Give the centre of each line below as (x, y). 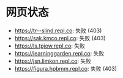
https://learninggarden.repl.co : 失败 (59, 53)
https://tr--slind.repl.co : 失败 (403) (58, 30)
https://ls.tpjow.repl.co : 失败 (50, 46)
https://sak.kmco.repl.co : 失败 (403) (60, 38)
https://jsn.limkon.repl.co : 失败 (53, 61)
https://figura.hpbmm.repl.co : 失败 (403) (66, 68)
